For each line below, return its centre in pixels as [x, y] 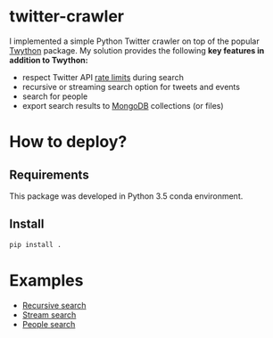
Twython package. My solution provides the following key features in [137, 50]
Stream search [49, 315]
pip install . [36, 244]
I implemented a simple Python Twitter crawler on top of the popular [135, 41]
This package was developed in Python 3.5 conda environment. [126, 196]
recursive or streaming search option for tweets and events [131, 87]
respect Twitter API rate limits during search [103, 77]
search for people [55, 96]
